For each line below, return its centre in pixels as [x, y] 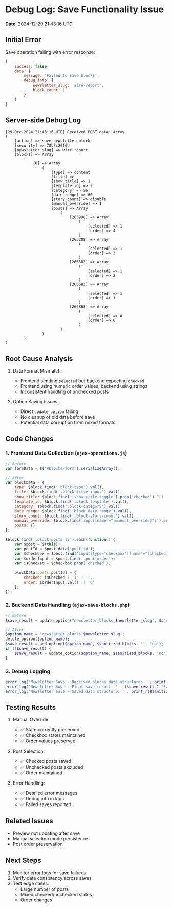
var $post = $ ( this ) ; [37, 544]
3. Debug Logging [28, 671]
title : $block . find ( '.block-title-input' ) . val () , [69, 492]
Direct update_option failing [49, 411]
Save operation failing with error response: [50, 52]
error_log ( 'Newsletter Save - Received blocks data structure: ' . [79, 682]
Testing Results [31, 707]
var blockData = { [25, 483]
